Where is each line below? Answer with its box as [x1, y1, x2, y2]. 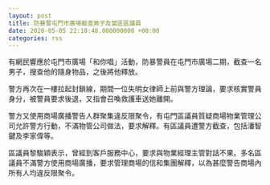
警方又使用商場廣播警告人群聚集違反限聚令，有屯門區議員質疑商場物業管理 [8, 111, 255, 121]
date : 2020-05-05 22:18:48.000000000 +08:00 [8, 26, 160, 34]
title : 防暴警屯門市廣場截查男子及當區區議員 [8, 19, 142, 27]
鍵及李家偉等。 [8, 131, 58, 141]
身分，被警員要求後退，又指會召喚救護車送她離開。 [8, 94, 178, 104]
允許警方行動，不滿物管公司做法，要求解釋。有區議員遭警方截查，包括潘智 [14, 121, 262, 131]
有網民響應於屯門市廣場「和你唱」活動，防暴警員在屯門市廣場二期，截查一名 [8, 57, 262, 66]
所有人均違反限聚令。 [8, 168, 79, 178]
